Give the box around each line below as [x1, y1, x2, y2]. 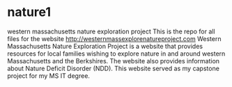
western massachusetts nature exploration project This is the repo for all [7, 27, 215, 35]
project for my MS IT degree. [7, 71, 91, 80]
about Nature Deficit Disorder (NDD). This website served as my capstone [7, 64, 219, 72]
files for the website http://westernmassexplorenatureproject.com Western [7, 34, 222, 42]
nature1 [7, 4, 51, 20]
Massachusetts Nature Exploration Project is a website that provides [7, 42, 203, 50]
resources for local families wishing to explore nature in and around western [7, 49, 226, 58]
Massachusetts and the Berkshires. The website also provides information [7, 56, 220, 65]
